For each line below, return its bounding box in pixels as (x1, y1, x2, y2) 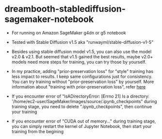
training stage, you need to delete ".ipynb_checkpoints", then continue (11, 104, 152, 109)
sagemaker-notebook (4, 14, 94, 25)
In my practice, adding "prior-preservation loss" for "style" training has (11, 68, 154, 74)
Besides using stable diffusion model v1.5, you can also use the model (11, 49, 152, 54)
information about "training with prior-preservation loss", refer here (11, 84, 146, 89)
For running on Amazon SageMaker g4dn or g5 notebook (11, 30, 126, 35)
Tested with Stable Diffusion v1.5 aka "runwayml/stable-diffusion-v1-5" (11, 39, 154, 45)
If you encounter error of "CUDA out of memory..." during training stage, (11, 118, 156, 124)
